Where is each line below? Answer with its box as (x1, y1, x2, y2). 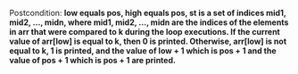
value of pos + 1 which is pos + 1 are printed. (9, 55, 177, 65)
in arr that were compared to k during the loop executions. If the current (9, 27, 281, 37)
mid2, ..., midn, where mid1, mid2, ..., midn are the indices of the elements (9, 17, 289, 28)
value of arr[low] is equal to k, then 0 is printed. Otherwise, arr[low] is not (9, 36, 287, 46)
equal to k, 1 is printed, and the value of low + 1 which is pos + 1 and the (9, 45, 277, 56)
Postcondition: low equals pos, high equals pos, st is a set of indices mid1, (9, 8, 286, 18)
